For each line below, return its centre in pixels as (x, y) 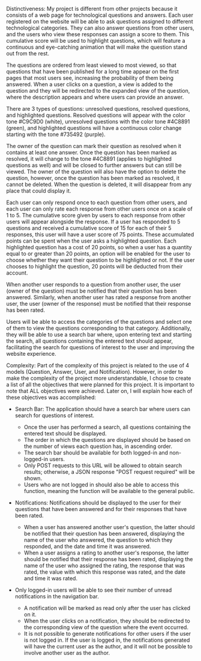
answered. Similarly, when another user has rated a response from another (99, 297)
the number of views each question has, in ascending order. (98, 446)
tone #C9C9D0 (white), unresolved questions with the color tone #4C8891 (98, 122)
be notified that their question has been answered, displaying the (104, 533)
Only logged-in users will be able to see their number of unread (93, 590)
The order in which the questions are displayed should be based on (107, 440)
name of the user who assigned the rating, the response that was (104, 566)
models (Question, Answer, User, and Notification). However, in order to (95, 372)
